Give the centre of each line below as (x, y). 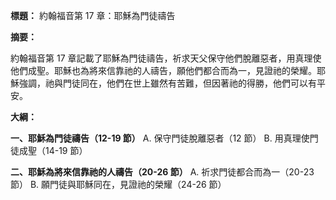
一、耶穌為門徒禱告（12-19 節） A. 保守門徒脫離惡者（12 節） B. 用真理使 (160, 138)
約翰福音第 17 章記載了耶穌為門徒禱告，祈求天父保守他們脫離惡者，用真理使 (166, 58)
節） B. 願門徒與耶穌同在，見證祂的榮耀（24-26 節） (118, 184)
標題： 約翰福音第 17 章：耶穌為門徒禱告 (93, 15)
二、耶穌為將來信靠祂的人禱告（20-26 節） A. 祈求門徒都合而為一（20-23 (162, 172)
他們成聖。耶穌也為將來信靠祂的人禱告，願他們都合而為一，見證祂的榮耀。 (163, 70)
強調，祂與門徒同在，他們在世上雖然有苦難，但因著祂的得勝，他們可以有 (167, 83)
